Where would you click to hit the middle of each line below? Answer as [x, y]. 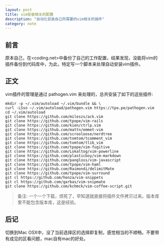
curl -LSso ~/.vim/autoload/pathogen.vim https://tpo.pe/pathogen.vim [80, 108]
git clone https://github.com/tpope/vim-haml [53, 164]
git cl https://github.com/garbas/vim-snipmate [55, 182]
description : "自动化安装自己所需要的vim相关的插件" [55, 19]
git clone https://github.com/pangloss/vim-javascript [63, 160]
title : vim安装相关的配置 [29, 14]
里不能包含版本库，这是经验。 [48, 202]
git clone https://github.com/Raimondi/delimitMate [60, 169]
